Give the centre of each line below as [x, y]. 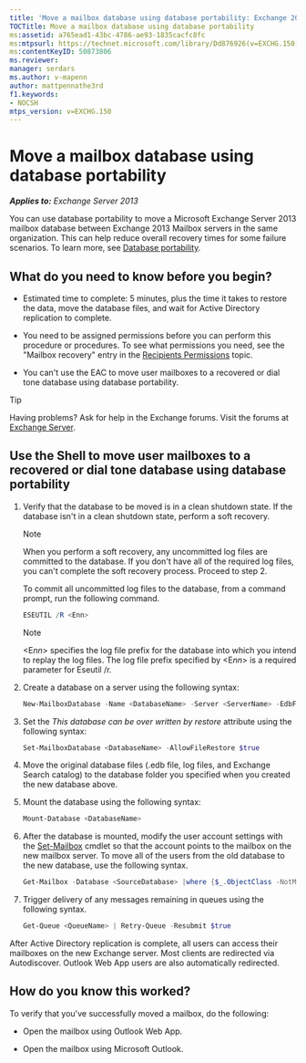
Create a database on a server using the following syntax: [131, 687]
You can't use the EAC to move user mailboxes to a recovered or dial [151, 372]
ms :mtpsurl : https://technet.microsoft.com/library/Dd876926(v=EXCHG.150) [154, 43]
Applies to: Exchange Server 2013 [74, 201]
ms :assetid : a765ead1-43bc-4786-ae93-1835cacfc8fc [107, 35]
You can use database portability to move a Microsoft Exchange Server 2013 [153, 219]
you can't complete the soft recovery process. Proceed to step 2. [145, 570]
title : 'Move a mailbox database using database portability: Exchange [148, 18]
